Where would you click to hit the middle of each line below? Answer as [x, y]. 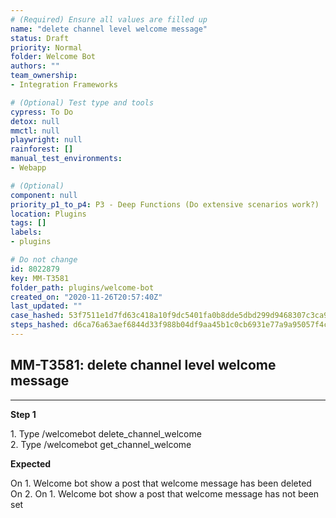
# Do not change [44, 260]
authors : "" [35, 66]
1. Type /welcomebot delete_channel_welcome [106, 433]
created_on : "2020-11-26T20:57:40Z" [86, 297]
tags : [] [28, 223]
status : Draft [40, 38]
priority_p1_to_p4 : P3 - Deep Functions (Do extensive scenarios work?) [165, 204]
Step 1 [23, 414]
